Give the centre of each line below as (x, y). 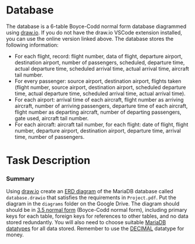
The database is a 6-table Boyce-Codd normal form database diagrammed (96, 26)
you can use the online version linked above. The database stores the (90, 39)
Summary (20, 179)
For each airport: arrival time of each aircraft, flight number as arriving (99, 99)
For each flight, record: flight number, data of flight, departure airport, (98, 56)
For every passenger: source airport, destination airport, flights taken (98, 81)
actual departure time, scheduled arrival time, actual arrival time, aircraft (102, 68)
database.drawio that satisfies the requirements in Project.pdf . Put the (91, 198)
